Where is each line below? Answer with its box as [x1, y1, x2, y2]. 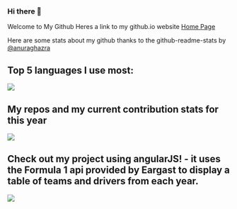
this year [7, 114, 47, 126]
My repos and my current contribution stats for [7, 103, 219, 115]
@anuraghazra [7, 44, 51, 52]
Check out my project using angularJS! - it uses [7, 153, 221, 165]
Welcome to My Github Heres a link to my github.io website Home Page [7, 23, 216, 31]
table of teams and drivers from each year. [7, 175, 200, 187]
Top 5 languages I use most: [7, 64, 134, 77]
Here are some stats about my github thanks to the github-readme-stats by [7, 36, 226, 45]
